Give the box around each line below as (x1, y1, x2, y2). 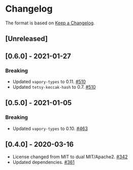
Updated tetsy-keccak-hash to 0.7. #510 (12, 84, 96, 90)
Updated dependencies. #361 (12, 159, 75, 165)
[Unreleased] (5, 35, 48, 43)
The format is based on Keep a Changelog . (5, 20, 95, 26)
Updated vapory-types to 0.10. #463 (12, 125, 88, 131)
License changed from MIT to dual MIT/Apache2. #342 (12, 153, 128, 160)
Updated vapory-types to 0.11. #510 (12, 79, 86, 85)
